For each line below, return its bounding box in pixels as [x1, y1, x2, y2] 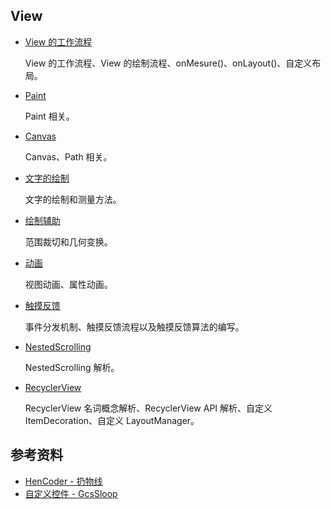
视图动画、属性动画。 [24, 278, 113, 290]
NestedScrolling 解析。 [24, 361, 120, 373]
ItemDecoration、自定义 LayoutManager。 [24, 414, 200, 426]
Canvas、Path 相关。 [24, 150, 113, 163]
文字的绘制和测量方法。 [24, 193, 122, 205]
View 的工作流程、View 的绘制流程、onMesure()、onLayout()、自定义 [24, 57, 313, 69]
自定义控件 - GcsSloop [24, 487, 118, 499]
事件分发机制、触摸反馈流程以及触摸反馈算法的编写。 [24, 320, 245, 333]
